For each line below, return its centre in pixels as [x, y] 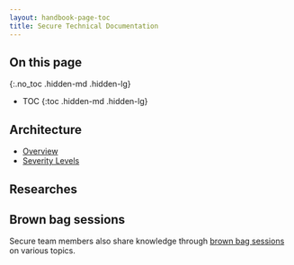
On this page [46, 62]
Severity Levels [51, 161]
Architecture [46, 130]
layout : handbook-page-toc [60, 18]
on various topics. [43, 251]
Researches [44, 189]
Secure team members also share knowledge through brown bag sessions [147, 241]
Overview [40, 151]
